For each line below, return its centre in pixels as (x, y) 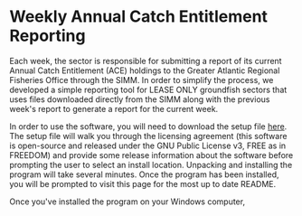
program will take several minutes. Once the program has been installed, (144, 174)
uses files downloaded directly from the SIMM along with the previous (140, 99)
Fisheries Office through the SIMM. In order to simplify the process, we (142, 80)
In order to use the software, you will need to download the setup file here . (148, 126)
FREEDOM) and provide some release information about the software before (151, 155)
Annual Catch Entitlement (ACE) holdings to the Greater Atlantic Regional (145, 70)
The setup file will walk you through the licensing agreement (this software (148, 136)
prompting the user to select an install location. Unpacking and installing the (151, 164)
